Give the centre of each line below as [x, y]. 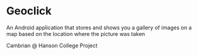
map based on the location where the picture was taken [76, 33]
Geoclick [29, 11]
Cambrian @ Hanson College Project [52, 45]
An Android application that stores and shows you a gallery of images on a [99, 27]
